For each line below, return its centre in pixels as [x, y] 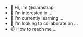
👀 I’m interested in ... [31, 13]
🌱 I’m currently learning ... [37, 18]
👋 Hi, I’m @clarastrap [32, 8]
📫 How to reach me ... [33, 29]
